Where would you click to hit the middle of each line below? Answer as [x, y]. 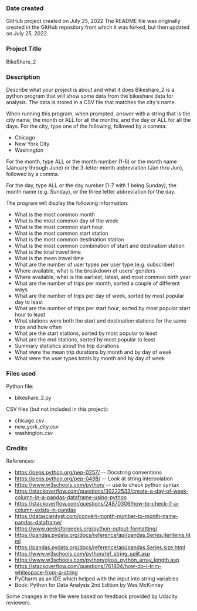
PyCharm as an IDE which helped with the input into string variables [96, 579]
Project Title [24, 49]
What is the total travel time [47, 252]
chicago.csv [29, 421]
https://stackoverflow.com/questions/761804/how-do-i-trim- [88, 566]
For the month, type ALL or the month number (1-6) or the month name [91, 161]
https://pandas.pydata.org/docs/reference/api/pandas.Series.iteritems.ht [103, 535]
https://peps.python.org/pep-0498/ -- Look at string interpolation [94, 479]
